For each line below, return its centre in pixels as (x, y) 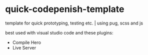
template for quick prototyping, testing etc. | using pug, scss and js (74, 23)
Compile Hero (27, 42)
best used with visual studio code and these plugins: (59, 32)
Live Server (24, 47)
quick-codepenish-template (65, 9)
